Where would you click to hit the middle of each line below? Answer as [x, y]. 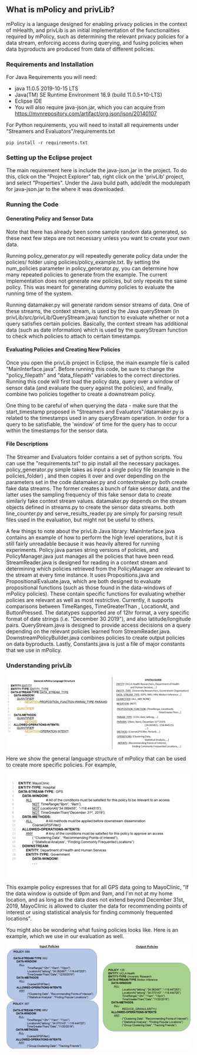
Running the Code [32, 205]
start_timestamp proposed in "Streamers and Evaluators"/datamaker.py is [95, 412]
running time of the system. [39, 293]
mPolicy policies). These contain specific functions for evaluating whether [96, 594]
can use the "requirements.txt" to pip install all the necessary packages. [94, 463]
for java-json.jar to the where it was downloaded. [66, 189]
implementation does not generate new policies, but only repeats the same [96, 281]
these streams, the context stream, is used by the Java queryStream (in [93, 311]
